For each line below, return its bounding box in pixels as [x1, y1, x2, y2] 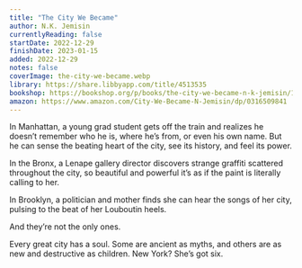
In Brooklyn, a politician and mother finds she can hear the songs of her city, [9, 194, 292, 205]
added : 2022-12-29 [9, 55, 78, 64]
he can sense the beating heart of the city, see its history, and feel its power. [9, 140, 292, 151]
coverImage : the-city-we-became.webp [9, 72, 151, 81]
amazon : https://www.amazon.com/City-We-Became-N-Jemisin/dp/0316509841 [9, 96, 288, 106]
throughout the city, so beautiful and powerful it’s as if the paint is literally [9, 167, 281, 178]
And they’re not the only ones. [9, 221, 121, 232]
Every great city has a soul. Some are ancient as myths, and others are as [9, 239, 282, 250]
